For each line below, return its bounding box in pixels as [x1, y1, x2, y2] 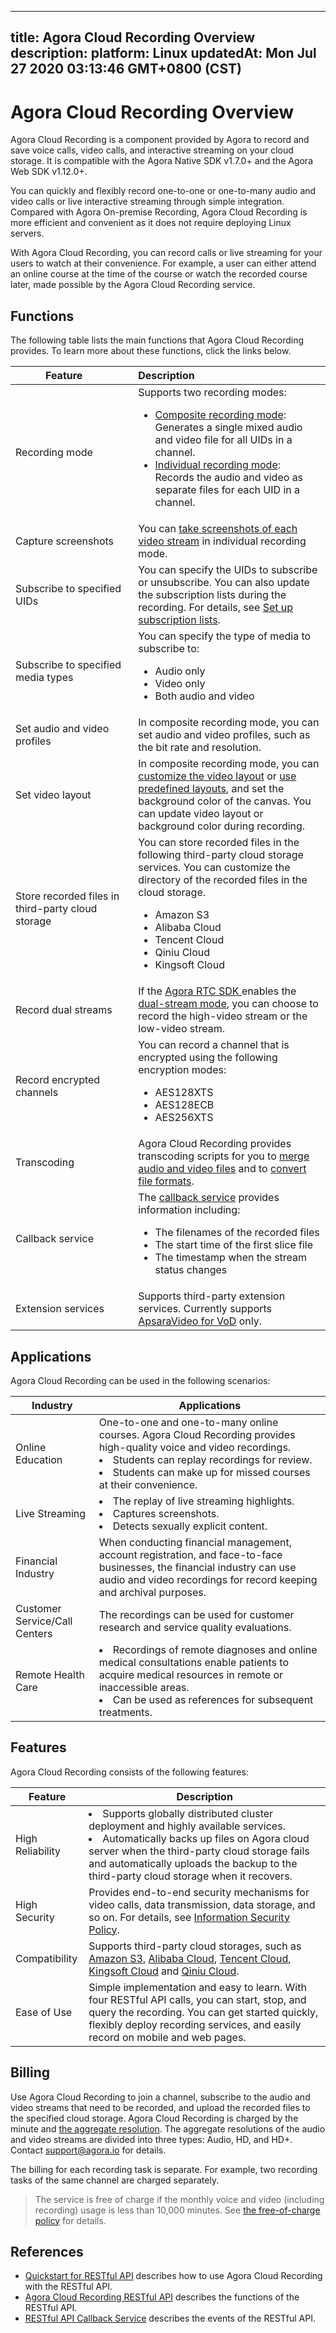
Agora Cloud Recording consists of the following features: [10, 1766, 249, 1778]
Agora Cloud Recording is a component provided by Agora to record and [10, 134, 310, 146]
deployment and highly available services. [88, 1819, 286, 1833]
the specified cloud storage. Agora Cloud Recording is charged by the [10, 2112, 299, 2124]
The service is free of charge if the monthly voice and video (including [34, 2193, 325, 2205]
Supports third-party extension [138, 1289, 286, 1303]
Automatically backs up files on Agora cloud [102, 1831, 310, 1845]
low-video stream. [138, 1022, 226, 1036]
